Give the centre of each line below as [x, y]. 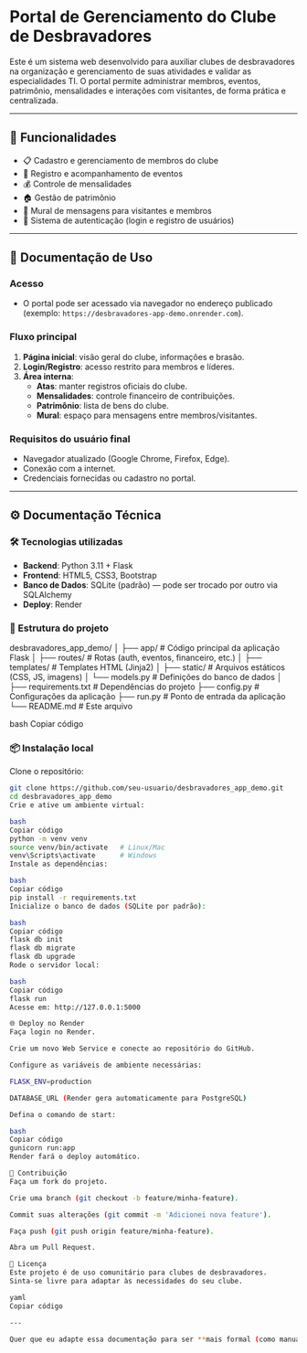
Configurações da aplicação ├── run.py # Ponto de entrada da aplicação [148, 697]
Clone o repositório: [47, 772]
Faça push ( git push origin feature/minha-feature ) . [112, 1231]
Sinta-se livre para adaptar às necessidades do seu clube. [127, 1282]
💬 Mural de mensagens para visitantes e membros [117, 210]
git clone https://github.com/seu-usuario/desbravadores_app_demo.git [147, 788]
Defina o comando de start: [63, 1114]
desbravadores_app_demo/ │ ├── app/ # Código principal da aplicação [145, 648]
